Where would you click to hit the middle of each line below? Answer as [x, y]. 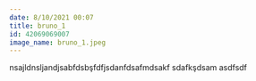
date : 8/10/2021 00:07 [51, 17]
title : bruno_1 [38, 26]
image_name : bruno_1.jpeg [57, 42]
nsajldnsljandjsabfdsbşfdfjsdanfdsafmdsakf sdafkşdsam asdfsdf [128, 68]
